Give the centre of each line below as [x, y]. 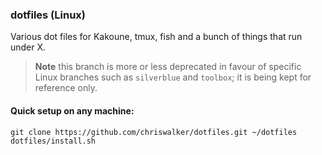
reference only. [66, 88]
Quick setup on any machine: [72, 110]
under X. [28, 47]
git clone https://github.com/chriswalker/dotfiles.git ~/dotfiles [154, 132]
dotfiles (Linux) [48, 15]
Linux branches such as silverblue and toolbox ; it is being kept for [173, 77]
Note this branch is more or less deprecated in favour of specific [168, 67]
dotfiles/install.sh [53, 141]
